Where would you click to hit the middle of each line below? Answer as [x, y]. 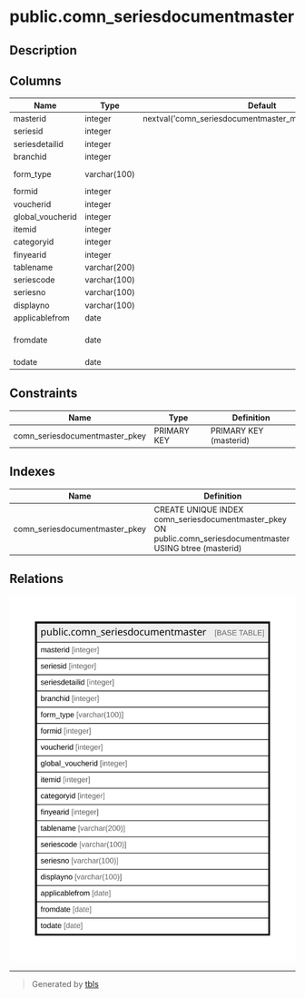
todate [25, 362]
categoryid [34, 242]
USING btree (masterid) [198, 548]
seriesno [30, 292]
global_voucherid [45, 216]
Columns [35, 80]
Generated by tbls [65, 984]
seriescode [34, 280]
